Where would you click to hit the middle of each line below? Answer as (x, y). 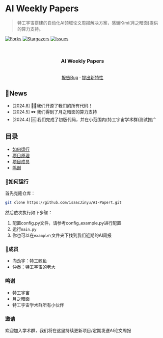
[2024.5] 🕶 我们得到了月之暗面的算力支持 (54, 112)
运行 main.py (24, 229)
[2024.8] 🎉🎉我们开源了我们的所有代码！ (52, 106)
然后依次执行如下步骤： (29, 213)
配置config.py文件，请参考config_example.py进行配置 (67, 223)
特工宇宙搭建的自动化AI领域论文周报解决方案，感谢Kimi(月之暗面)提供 (88, 23)
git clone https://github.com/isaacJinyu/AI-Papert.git (63, 203)
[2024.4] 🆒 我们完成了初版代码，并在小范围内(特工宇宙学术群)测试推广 (84, 120)
